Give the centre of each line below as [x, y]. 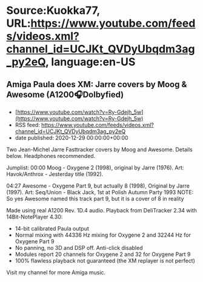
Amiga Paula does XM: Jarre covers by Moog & [97, 84]
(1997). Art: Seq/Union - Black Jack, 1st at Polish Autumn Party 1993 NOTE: [100, 192]
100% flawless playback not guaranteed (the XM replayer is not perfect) [105, 261]
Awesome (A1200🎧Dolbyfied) [65, 94]
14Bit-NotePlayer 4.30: [35, 217]
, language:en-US [90, 62]
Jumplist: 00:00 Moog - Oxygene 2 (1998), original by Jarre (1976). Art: [95, 168]
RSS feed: [28, 125]
